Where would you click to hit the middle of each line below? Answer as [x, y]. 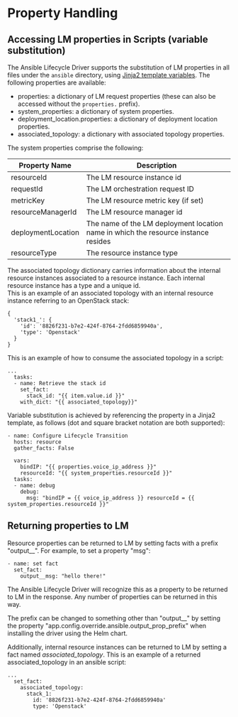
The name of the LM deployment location [154, 223]
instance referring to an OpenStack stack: [68, 301]
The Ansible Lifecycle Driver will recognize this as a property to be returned [118, 589]
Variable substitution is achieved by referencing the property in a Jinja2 [112, 415]
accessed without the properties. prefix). [79, 104]
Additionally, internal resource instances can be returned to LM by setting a [117, 647]
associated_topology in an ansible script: [67, 662]
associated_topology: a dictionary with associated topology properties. [121, 134]
